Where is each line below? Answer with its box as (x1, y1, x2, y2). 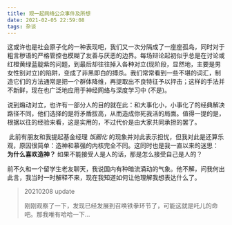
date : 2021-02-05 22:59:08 (7, 17, 85, 24)
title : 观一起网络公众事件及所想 (7, 10, 91, 17)
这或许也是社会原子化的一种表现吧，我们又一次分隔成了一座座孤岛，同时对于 (7, 43, 225, 51)
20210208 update (23, 188, 75, 196)
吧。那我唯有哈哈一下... (23, 210, 90, 219)
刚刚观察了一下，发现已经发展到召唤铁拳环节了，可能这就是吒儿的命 (23, 201, 218, 210)
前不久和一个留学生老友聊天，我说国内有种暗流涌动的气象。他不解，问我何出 (7, 165, 225, 173)
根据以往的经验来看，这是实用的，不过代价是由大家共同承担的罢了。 (7, 118, 201, 127)
